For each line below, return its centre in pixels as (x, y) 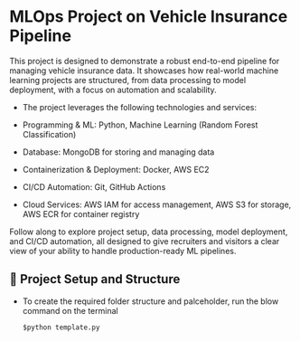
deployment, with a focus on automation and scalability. (113, 90)
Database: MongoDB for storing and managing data (118, 152)
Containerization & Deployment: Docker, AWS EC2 (116, 169)
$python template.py (61, 327)
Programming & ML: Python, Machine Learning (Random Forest (140, 125)
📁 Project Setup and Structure (95, 279)
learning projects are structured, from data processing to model (128, 80)
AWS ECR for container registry (81, 213)
